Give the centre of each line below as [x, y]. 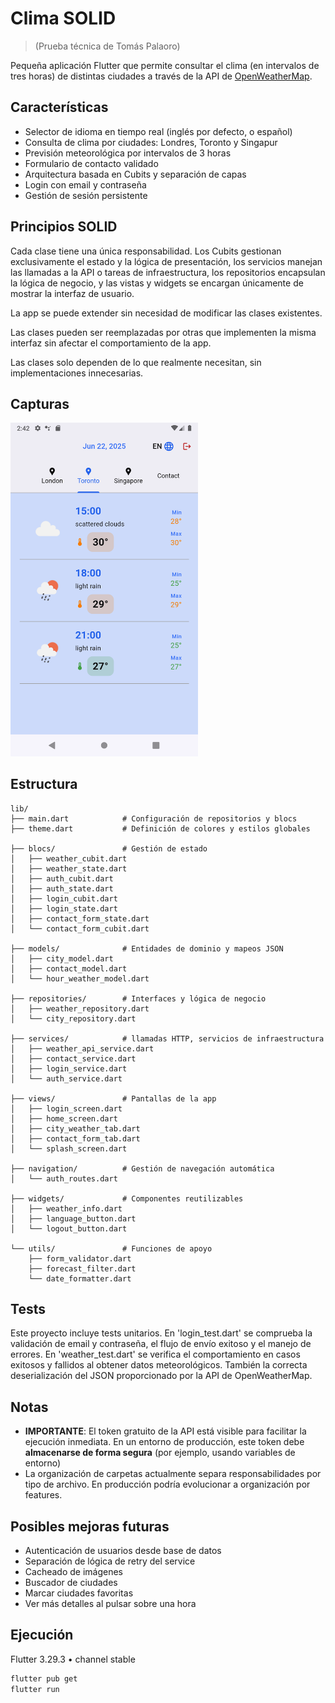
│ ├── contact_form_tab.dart [75, 1138]
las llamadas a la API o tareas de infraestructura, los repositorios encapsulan [168, 272]
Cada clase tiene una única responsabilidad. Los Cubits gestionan [146, 251]
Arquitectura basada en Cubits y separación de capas [135, 174]
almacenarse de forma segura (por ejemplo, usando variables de [160, 1453]
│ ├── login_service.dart [69, 1068]
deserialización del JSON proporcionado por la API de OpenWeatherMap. [161, 1376]
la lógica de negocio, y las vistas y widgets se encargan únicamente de [157, 283]
